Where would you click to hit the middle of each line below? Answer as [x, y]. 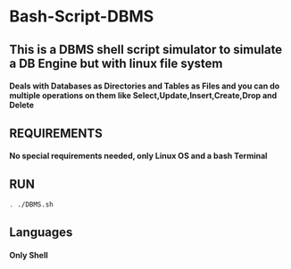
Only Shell [29, 255]
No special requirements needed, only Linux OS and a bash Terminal [138, 156]
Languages [41, 233]
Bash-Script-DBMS [82, 17]
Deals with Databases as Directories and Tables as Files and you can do [145, 86]
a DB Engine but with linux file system [116, 63]
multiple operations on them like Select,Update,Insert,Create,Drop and [143, 96]
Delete [21, 105]
